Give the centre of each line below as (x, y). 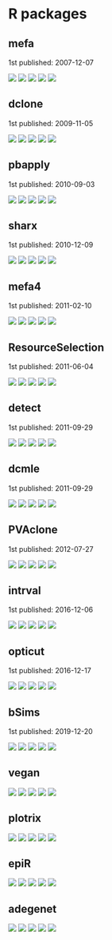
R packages (48, 14)
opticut (27, 651)
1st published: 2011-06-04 (51, 367)
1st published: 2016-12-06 (51, 610)
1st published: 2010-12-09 (51, 245)
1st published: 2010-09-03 (52, 184)
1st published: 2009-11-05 (51, 123)
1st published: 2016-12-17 (50, 671)
